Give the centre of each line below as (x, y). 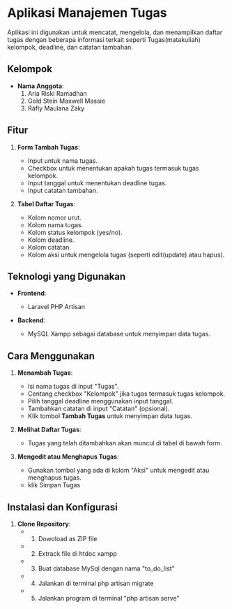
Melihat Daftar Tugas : (49, 430)
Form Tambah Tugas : (48, 147)
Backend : (31, 320)
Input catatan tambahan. (63, 190)
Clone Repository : (44, 524)
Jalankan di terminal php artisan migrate (96, 583)
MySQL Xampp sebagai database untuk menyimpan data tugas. (119, 334)
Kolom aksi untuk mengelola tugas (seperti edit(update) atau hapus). (126, 255)
